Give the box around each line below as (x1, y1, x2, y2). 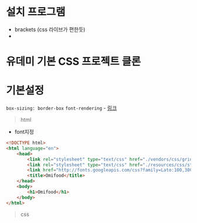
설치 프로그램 (6, 5, 66, 19)
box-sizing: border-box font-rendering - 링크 (6, 104, 117, 112)
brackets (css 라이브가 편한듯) (14, 26, 86, 33)
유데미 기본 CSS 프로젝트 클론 (6, 55, 141, 68)
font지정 (14, 129, 34, 136)
